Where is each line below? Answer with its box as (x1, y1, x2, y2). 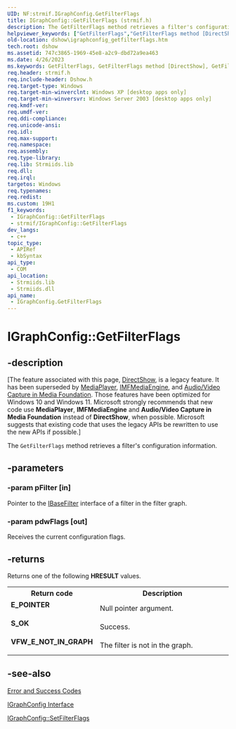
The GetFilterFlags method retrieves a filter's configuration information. (7, 442, 218, 450)
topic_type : (7, 239, 42, 247)
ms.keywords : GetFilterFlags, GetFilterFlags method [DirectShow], (7, 63, 209, 70)
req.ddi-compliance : (7, 115, 68, 122)
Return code (30, 588, 74, 598)
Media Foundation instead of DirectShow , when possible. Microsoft (7, 413, 205, 421)
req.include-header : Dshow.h (7, 75, 93, 83)
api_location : (7, 272, 49, 279)
